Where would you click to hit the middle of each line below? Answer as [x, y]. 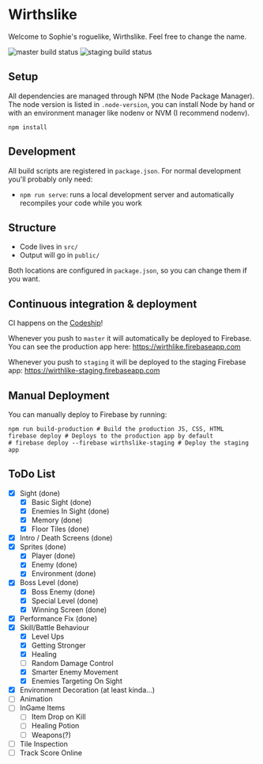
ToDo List [32, 474]
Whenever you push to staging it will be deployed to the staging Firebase [127, 362]
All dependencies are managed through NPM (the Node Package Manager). [131, 96]
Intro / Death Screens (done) [66, 538]
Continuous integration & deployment [103, 304]
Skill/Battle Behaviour [54, 627]
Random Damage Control [72, 663]
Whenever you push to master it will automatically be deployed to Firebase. [130, 338]
